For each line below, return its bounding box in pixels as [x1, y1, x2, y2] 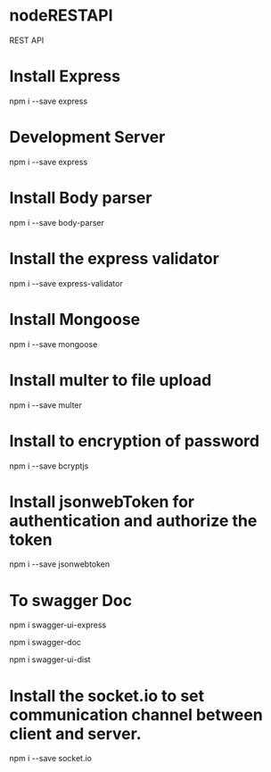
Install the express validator [9, 248, 220, 269]
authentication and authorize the [9, 511, 258, 531]
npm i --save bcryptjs [9, 461, 89, 471]
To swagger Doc [9, 590, 132, 610]
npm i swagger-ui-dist [9, 654, 91, 665]
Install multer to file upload [9, 369, 212, 390]
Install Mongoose [9, 309, 141, 329]
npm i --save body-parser [9, 217, 105, 228]
